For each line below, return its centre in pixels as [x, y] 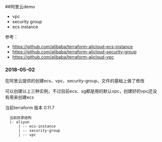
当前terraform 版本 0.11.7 [30, 108]
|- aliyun [19, 122]
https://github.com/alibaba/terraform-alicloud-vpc [63, 57]
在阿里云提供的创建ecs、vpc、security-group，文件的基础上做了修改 [75, 81]
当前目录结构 [21, 118]
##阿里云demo [20, 7]
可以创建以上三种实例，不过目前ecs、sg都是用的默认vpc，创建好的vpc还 [79, 91]
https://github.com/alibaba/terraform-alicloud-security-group [74, 52]
